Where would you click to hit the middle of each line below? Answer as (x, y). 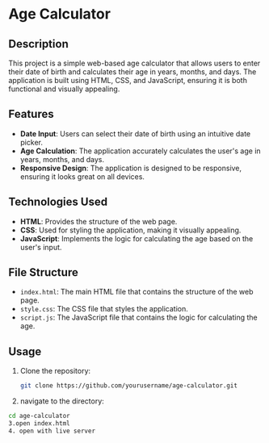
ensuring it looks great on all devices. (82, 176)
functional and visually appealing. (64, 89)
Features (31, 114)
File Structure (43, 272)
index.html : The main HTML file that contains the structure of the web (137, 292)
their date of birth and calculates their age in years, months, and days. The (132, 72)
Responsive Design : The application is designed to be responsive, (131, 168)
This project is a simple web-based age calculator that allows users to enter (134, 63)
